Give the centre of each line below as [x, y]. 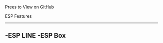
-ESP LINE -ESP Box [35, 36]
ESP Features [18, 16]
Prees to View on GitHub [30, 7]
